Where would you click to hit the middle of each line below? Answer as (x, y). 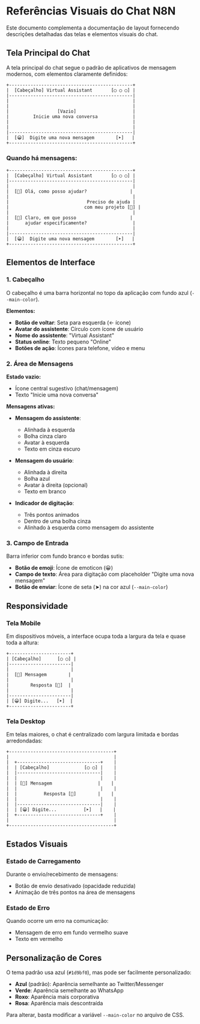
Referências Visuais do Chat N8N (91, 11)
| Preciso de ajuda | (71, 202)
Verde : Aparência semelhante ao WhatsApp (69, 990)
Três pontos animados (51, 515)
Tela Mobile (23, 623)
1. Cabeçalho (26, 280)
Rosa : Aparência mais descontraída (59, 1004)
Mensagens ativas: (31, 407)
